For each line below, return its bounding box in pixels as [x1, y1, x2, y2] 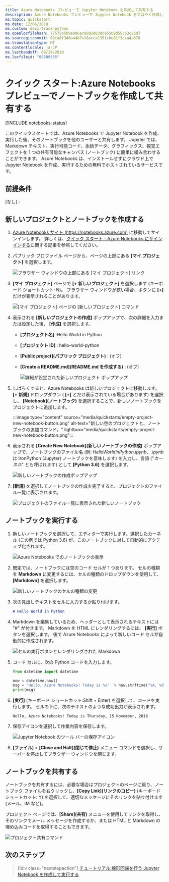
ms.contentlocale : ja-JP [5, 45, 57, 50]
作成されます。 [26, 637, 57, 644]
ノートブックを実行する [5, 516, 78, 525]
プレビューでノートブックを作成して [5, 90, 154, 101]
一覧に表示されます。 [17, 489, 61, 495]
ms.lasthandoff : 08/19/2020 [5, 49, 64, 55]
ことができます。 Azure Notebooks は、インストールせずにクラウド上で [5, 155, 153, 162]
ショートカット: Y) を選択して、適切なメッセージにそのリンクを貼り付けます [5, 794, 163, 800]
